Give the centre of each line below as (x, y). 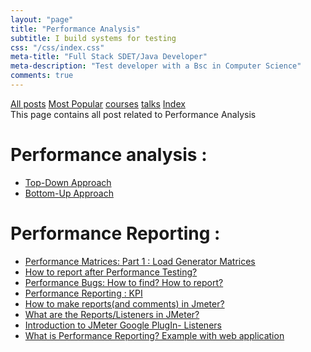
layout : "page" (42, 19)
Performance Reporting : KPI (83, 293)
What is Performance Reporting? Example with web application (154, 335)
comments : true (42, 76)
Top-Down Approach (68, 182)
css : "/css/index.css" (57, 47)
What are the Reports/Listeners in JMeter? (112, 314)
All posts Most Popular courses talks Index (98, 103)
